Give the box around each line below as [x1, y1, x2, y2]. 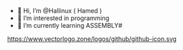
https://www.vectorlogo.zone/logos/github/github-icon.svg [7, 35, 177, 43]
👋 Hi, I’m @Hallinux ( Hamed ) [17, 7, 102, 15]
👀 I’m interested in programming [17, 14, 110, 22]
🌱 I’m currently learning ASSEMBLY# [17, 22, 123, 29]
